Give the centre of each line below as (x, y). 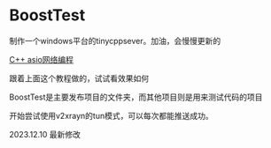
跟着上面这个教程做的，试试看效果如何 (79, 78)
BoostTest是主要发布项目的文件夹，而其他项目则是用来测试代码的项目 (136, 97)
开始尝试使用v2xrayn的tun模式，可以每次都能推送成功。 (112, 115)
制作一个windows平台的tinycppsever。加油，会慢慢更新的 (115, 41)
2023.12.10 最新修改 (45, 134)
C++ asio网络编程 (41, 59)
